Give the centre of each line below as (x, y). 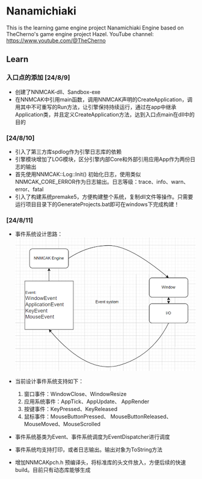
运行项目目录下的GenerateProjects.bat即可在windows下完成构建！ (97, 204)
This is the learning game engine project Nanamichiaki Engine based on (95, 28)
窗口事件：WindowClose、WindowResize (75, 394)
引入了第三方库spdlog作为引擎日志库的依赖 (68, 151)
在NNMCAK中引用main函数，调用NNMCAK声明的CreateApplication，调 (103, 99)
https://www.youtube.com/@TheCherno (56, 40)
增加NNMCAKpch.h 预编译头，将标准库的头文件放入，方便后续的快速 (100, 462)
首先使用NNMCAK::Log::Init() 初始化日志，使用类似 (78, 174)
